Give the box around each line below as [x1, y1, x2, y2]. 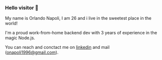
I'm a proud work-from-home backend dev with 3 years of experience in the [5, 30, 158, 36]
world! [5, 20, 18, 26]
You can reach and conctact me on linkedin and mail [5, 45, 110, 50]
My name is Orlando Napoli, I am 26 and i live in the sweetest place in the [5, 15, 152, 21]
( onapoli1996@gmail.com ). [5, 49, 59, 55]
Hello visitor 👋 [5, 4, 39, 11]
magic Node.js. [5, 35, 35, 41]
